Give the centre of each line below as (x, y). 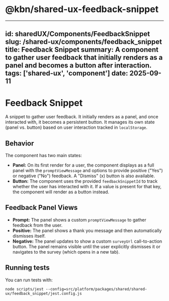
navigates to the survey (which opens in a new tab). (66, 252)
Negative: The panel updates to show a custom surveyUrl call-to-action (87, 241)
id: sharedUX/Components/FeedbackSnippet (77, 34)
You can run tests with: (29, 280)
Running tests (28, 268)
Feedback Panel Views (41, 208)
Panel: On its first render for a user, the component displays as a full (83, 165)
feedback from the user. (37, 225)
